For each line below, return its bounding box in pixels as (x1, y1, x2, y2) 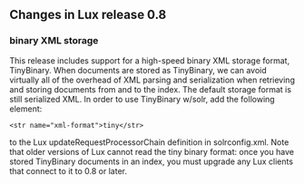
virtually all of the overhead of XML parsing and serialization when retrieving (9, 74, 295, 85)
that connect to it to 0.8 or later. (9, 165, 127, 176)
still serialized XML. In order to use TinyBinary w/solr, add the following (9, 93, 275, 104)
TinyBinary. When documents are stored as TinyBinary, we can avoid (9, 64, 268, 75)
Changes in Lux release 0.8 (9, 7, 167, 23)
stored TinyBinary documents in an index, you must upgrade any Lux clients (9, 156, 293, 167)
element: (9, 103, 43, 114)
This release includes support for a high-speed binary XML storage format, (9, 54, 290, 66)
